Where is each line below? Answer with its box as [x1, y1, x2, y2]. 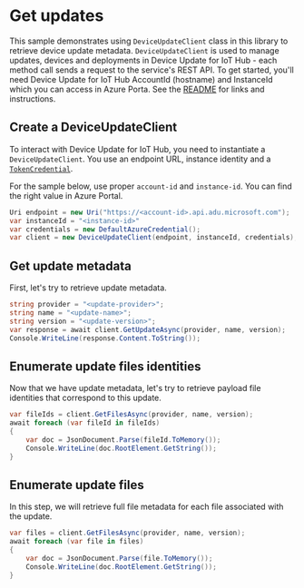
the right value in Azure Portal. [9, 190, 123, 201]
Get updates [9, 5, 104, 26]
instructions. [9, 93, 56, 104]
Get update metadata [9, 258, 132, 273]
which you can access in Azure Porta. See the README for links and [9, 83, 265, 94]
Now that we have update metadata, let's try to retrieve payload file [9, 383, 261, 394]
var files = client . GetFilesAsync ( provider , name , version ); [9, 528, 246, 538]
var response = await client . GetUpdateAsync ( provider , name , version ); [9, 325, 286, 334]
